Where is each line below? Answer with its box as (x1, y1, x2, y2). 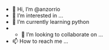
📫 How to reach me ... (12, 37, 68, 45)
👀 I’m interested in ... (12, 12, 64, 19)
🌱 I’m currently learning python (12, 18, 90, 25)
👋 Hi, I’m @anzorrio (12, 6, 61, 12)
